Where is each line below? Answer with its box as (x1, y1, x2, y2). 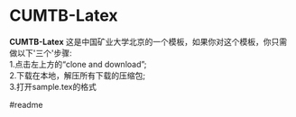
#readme (9, 99, 43, 110)
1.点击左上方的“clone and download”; (9, 58, 147, 69)
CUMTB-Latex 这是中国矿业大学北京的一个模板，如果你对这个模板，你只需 (9, 36, 287, 47)
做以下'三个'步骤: (9, 47, 72, 58)
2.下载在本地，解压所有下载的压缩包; (9, 69, 146, 81)
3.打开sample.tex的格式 (9, 81, 97, 92)
